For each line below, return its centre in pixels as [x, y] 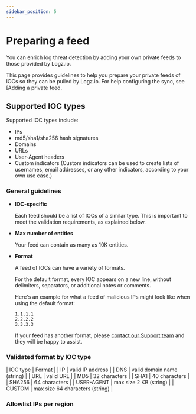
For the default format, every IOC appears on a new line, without [93, 279]
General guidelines [34, 191]
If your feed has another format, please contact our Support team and [99, 335]
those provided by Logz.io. [39, 63]
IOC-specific [31, 204]
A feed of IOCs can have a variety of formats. [70, 267]
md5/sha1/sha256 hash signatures [56, 138]
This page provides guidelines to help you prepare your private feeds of [94, 75]
